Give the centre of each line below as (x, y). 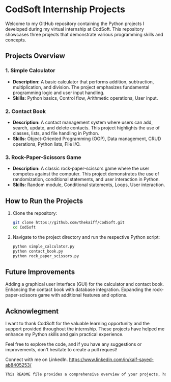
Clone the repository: (35, 213)
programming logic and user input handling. (59, 93)
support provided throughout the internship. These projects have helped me (85, 329)
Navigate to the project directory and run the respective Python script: (86, 237)
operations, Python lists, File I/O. (47, 144)
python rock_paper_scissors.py (46, 256)
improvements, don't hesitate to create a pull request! (61, 350)
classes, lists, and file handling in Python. (56, 133)
